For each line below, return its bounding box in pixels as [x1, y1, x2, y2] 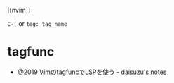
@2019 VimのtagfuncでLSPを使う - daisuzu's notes [17, 68, 167, 76]
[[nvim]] [7, 6, 31, 14]
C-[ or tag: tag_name [7, 20, 68, 27]
